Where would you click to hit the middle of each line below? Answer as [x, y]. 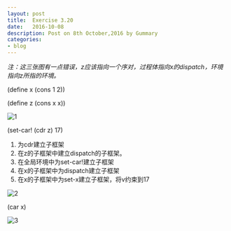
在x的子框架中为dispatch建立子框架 [69, 171]
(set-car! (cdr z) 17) [35, 130]
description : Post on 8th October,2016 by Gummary [83, 33]
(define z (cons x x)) [36, 103]
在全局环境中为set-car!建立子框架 [65, 162]
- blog [17, 46]
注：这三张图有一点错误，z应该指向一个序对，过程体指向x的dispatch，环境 [115, 67]
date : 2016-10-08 [36, 27]
